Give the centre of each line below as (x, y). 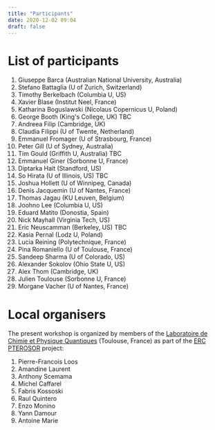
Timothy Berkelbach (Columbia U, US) (72, 95)
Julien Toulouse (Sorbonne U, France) (72, 279)
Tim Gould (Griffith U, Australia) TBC (69, 154)
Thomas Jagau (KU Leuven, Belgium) (71, 198)
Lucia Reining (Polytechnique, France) (72, 242)
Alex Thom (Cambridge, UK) (58, 272)
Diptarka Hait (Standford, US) (60, 169)
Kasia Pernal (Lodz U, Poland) (60, 235)
